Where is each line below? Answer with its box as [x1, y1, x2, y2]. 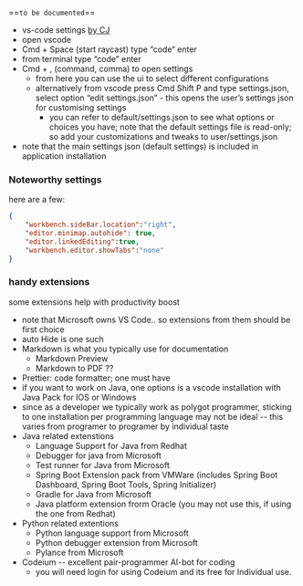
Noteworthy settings [8, 173, 102, 185]
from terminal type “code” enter [21, 54, 142, 64]
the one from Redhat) [35, 508, 116, 518]
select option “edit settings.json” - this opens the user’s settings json [35, 92, 294, 103]
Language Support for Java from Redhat [35, 440, 188, 451]
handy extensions [8, 276, 90, 288]
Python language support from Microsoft [35, 528, 189, 539]
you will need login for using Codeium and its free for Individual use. [35, 566, 292, 577]
